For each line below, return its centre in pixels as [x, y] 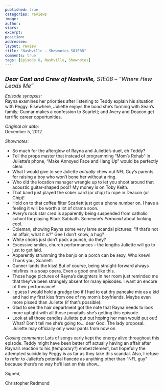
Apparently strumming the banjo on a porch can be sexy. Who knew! [81, 255]
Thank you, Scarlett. [33, 261]
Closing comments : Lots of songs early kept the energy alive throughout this [82, 338]
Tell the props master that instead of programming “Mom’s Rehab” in [81, 156]
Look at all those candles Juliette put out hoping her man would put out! [85, 318]
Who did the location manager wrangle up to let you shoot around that [83, 182]
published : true [22, 10]
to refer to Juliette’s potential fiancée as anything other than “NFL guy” [76, 359]
